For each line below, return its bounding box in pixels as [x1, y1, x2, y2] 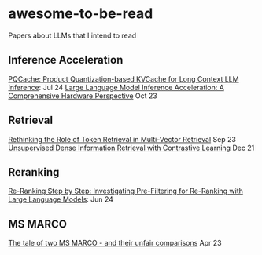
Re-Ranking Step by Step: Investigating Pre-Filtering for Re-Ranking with [8, 186, 244, 196]
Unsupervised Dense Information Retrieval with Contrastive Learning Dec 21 [8, 143, 255, 152]
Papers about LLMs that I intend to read [8, 31, 137, 40]
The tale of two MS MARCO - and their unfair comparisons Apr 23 [8, 239, 222, 248]
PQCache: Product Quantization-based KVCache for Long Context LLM [8, 74, 239, 83]
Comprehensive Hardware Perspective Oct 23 [8, 91, 157, 100]
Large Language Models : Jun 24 [8, 195, 114, 204]
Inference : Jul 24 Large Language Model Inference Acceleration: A [8, 82, 224, 92]
